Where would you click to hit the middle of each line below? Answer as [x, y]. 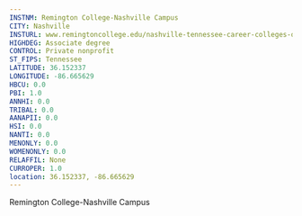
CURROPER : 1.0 [36, 168]
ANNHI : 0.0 [30, 101]
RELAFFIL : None [38, 160]
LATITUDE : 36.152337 [48, 68]
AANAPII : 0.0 [34, 118]
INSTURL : [26, 34]
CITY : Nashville [40, 26]
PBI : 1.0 [26, 93]
